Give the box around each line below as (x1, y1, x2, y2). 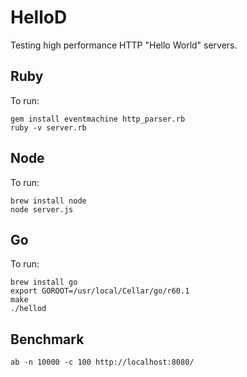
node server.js (10, 204, 74, 215)
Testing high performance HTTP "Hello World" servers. (10, 39, 238, 51)
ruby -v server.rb (10, 122, 87, 133)
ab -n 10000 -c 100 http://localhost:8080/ (10, 357, 195, 368)
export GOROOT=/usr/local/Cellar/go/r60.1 (10, 286, 190, 296)
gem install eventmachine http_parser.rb (10, 114, 186, 124)
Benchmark (10, 331, 85, 348)
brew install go (10, 277, 78, 288)
